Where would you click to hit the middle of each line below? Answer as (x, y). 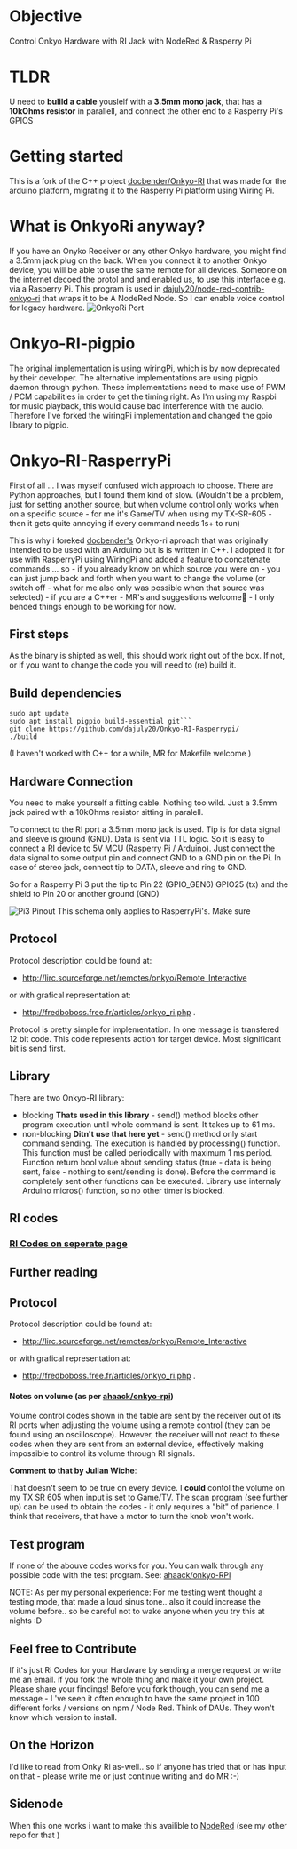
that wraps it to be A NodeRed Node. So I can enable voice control (164, 298)
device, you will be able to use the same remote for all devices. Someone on (148, 269)
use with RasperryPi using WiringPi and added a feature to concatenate (140, 559)
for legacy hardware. (47, 308)
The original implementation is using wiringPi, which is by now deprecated (145, 368)
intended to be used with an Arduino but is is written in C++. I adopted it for (147, 549)
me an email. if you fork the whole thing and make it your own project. (137, 1680)
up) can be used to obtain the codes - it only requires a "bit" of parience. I (144, 1507)
